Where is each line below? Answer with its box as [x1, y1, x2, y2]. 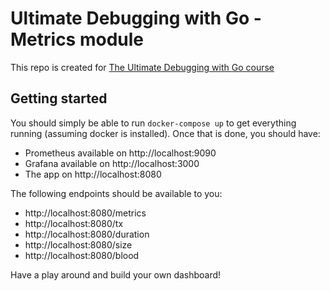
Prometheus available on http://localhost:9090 [24, 147, 217, 159]
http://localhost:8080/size [24, 238, 133, 251]
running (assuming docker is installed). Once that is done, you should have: [10, 127, 321, 139]
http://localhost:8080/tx [24, 217, 124, 229]
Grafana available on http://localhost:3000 [24, 157, 200, 169]
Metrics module [10, 28, 144, 51]
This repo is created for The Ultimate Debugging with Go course [10, 61, 275, 73]
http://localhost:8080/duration [24, 228, 150, 240]
